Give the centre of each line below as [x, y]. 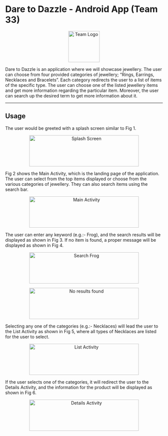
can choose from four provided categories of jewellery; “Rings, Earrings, [80, 74]
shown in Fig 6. [21, 393]
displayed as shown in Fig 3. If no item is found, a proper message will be [81, 240]
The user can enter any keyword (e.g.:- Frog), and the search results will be [83, 234]
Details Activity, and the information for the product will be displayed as [79, 387]
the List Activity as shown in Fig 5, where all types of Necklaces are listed [81, 331]
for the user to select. [27, 337]
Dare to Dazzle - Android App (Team [81, 9]
